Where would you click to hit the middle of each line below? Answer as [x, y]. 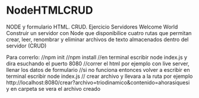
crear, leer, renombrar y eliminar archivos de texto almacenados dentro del [97, 39]
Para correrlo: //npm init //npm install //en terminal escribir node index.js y [97, 57]
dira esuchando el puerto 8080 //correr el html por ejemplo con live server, [98, 64]
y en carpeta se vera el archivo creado [53, 88]
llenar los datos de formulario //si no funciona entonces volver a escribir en [98, 69]
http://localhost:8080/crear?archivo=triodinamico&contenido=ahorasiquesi [98, 82]
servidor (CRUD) [26, 46]
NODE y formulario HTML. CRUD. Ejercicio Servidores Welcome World [92, 27]
